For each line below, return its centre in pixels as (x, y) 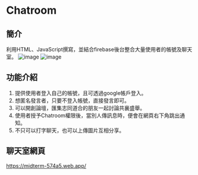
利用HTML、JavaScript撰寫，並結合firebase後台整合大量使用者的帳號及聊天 (99, 49)
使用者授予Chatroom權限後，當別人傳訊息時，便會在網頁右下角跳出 (97, 115)
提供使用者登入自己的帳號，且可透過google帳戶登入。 (81, 93)
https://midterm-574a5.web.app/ (46, 165)
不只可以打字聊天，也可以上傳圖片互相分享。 (70, 130)
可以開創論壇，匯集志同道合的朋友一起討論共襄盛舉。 (80, 108)
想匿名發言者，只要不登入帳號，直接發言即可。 (72, 100)
